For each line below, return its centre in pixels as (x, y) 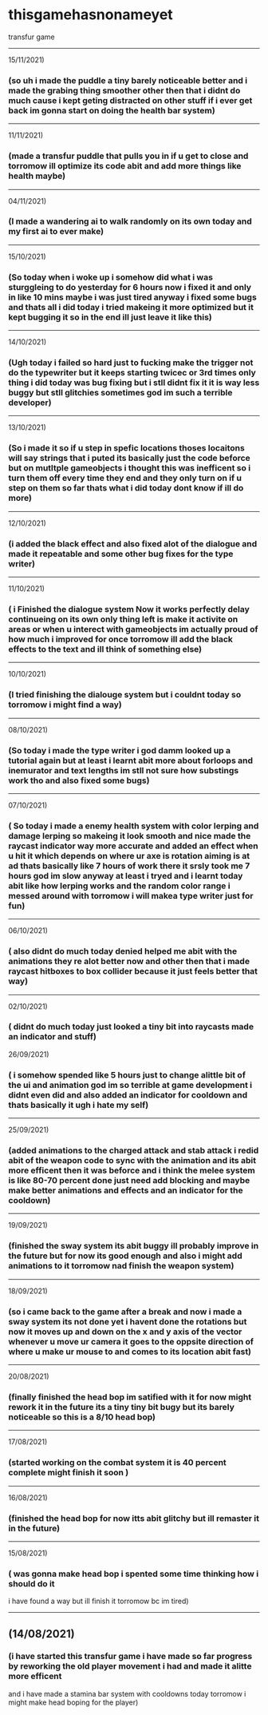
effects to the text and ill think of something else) (105, 649)
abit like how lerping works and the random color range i (119, 886)
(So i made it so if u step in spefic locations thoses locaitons (126, 448)
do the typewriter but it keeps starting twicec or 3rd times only (132, 373)
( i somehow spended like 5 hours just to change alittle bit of (127, 1074)
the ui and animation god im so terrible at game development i (130, 1085)
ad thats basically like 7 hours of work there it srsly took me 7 (129, 866)
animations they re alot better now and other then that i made (129, 962)
